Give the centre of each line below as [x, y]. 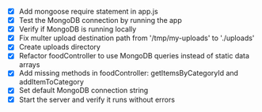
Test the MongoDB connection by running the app [101, 21]
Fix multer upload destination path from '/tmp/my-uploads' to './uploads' [137, 38]
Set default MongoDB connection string [84, 91]
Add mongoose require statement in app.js [89, 11]
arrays [29, 65]
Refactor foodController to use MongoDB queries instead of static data [134, 56]
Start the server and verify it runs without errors [97, 99]
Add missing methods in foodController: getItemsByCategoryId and [129, 73]
